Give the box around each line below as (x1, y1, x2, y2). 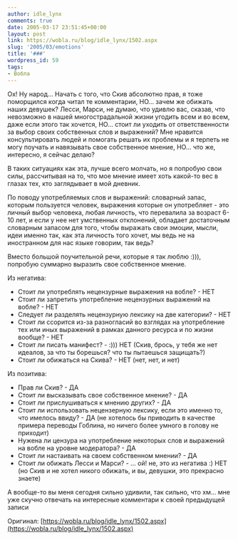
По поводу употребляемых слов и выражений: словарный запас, (7, 193, 207, 202)
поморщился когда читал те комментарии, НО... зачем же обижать (7, 97, 213, 105)
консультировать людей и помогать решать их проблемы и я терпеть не (7, 135, 229, 143)
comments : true (7, 17, 53, 24)
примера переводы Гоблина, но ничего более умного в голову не (17, 421, 219, 430)
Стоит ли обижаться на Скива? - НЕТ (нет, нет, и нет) (17, 355, 180, 364)
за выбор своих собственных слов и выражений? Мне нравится (7, 128, 203, 136)
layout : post (7, 30, 46, 38)
